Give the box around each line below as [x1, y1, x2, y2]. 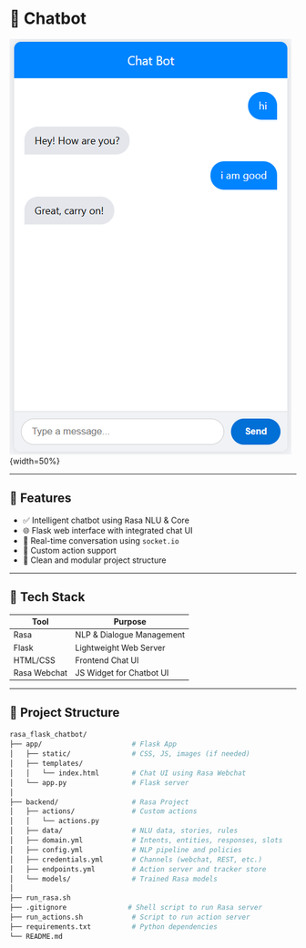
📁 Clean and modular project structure [22, 555, 167, 566]
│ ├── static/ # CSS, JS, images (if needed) [9, 749, 250, 759]
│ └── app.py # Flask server [9, 778, 189, 787]
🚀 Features [9, 491, 72, 506]
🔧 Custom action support [22, 545, 117, 556]
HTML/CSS [13, 655, 56, 666]
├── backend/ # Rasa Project [9, 797, 189, 807]
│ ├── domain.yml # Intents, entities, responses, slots [9, 836, 283, 845]
